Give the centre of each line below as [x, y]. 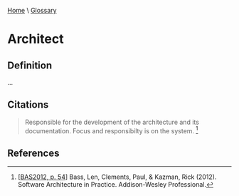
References [33, 153]
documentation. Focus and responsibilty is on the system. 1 [111, 130]
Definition [30, 65]
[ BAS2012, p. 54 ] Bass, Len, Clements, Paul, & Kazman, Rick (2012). [117, 177]
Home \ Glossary [32, 10]
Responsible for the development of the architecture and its [112, 122]
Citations [28, 105]
